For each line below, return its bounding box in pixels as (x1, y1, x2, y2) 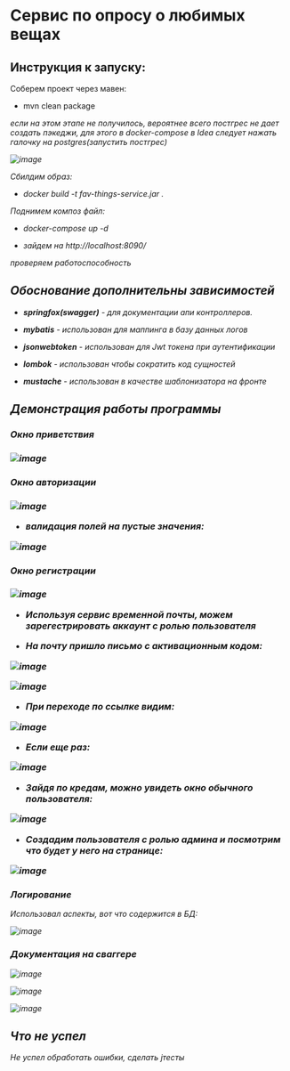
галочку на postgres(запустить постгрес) (10, 137, 168, 147)
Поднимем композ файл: (10, 206, 106, 216)
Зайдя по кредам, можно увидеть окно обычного (25, 781, 254, 793)
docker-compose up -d (22, 223, 109, 233)
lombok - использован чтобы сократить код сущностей (22, 358, 236, 369)
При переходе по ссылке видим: (25, 701, 175, 713)
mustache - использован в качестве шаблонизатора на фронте (22, 376, 268, 386)
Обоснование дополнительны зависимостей (10, 283, 275, 298)
